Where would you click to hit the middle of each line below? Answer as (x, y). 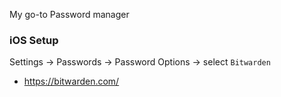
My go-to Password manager (69, 14)
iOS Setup (34, 40)
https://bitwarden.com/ (71, 81)
